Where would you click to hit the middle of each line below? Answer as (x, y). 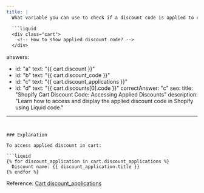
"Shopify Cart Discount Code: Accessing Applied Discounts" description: (107, 95)
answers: (18, 57)
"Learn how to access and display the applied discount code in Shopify (104, 101)
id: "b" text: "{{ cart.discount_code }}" (63, 75)
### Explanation (27, 135)
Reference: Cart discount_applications (54, 183)
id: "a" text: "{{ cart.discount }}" (55, 69)
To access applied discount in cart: (54, 146)
